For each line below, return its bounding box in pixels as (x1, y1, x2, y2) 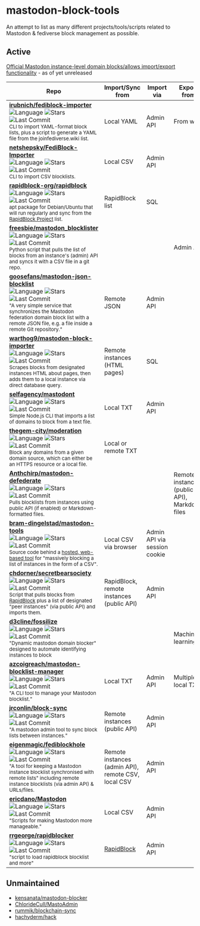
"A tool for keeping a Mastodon (9, 763, 82, 769)
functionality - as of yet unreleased (6, 69, 92, 76)
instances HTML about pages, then (9, 370, 91, 376)
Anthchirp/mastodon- (9, 469, 74, 477)
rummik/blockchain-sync (14, 907, 76, 914)
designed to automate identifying (9, 645, 86, 652)
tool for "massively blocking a (24, 555, 94, 561)
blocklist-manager (9, 667, 64, 676)
